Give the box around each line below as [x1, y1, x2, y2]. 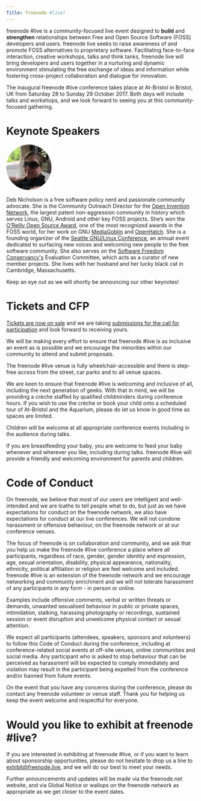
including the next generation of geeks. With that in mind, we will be [6, 387, 175, 394]
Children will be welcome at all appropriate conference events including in [6, 423, 190, 431]
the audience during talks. [6, 430, 71, 437]
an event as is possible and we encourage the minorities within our [6, 344, 172, 351]
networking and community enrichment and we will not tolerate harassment [6, 578, 194, 585]
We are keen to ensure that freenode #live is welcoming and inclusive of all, [6, 380, 194, 387]
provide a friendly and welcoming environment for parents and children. [6, 455, 185, 462]
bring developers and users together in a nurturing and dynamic [6, 59, 165, 66]
